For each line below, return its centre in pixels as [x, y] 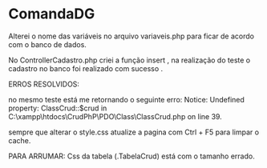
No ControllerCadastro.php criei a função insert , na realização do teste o [129, 60]
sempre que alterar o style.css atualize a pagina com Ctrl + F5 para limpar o [133, 132]
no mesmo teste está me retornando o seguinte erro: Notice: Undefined [126, 99]
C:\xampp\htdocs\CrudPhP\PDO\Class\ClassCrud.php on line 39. [115, 116]
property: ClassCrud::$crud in [58, 108]
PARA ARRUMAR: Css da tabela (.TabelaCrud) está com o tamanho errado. [131, 156]
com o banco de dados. [47, 44]
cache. [20, 140]
